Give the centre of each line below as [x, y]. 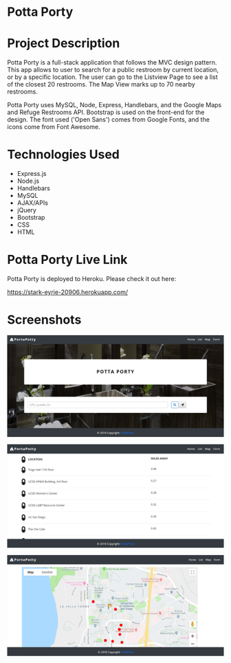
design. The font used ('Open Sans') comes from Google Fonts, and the [108, 120]
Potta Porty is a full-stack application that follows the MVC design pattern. [112, 63]
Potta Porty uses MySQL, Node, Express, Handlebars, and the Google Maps [114, 105]
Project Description [64, 44]
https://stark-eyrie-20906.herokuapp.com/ [68, 292]
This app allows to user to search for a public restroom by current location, [113, 70]
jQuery [26, 210]
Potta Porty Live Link [67, 260]
